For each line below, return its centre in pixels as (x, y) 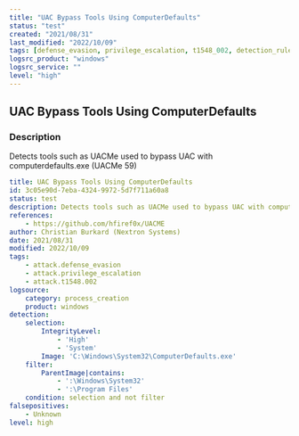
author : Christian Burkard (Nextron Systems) (95, 232)
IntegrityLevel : (71, 332)
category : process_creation (77, 298)
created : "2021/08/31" (51, 34)
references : (31, 215)
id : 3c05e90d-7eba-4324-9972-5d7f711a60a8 (89, 191)
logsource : (29, 290)
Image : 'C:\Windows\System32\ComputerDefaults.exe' (139, 356)
